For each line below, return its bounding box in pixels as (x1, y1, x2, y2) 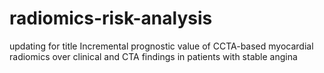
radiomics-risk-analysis (9, 7, 213, 30)
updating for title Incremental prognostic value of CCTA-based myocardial (9, 40, 314, 52)
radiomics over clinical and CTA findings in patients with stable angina (9, 50, 298, 62)
